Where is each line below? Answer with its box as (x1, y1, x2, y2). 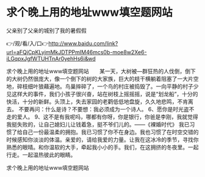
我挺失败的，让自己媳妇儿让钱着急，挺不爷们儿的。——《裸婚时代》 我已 (6, 120, 190, 128)
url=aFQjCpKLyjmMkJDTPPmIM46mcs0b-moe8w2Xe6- (6, 48, 148, 55)
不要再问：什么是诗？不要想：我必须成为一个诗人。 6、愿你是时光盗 (18, 105, 189, 113)
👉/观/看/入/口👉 (6, 40, 49, 47)
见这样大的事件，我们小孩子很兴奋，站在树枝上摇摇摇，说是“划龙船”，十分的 (6, 90, 198, 97)
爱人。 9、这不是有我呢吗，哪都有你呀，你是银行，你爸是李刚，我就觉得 (16, 113, 198, 120)
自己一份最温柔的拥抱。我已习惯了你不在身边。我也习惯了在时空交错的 (22, 128, 199, 136)
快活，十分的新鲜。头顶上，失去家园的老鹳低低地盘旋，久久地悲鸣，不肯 (6, 98, 188, 105)
